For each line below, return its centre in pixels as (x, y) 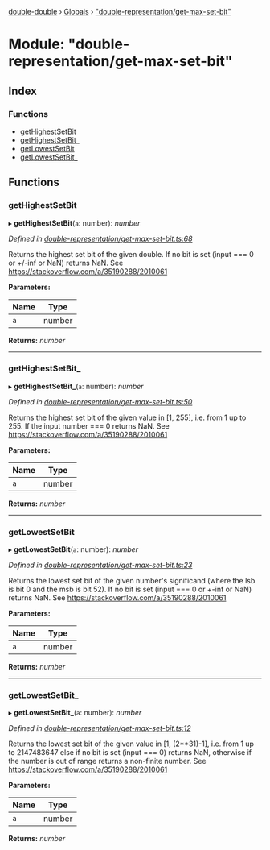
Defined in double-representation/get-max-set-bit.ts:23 (100, 565)
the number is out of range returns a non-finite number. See (107, 761)
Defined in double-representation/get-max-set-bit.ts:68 (100, 238)
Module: (37, 44)
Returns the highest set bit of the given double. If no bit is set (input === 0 (131, 254)
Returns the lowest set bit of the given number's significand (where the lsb (132, 581)
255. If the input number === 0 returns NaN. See (89, 425)
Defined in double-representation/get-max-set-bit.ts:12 (100, 728)
